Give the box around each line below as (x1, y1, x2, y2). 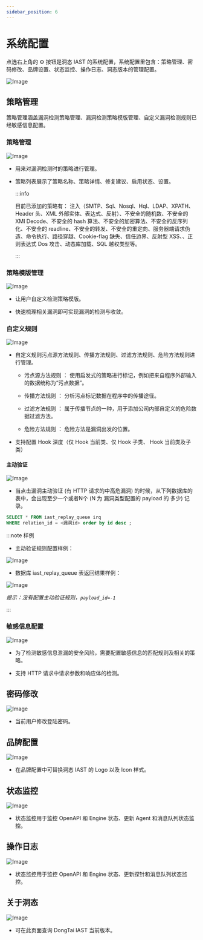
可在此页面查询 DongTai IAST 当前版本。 (14, 926, 116, 933)
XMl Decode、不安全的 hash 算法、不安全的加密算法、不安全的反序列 (14, 217, 188, 225)
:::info (14, 190, 30, 197)
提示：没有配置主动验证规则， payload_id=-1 (6, 594, 116, 601)
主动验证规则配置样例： (14, 544, 74, 552)
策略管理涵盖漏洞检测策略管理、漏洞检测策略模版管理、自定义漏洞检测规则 (6, 114, 192, 121)
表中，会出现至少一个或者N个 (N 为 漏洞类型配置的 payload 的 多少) (14, 495, 183, 502)
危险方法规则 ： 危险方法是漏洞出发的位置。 (24, 425, 134, 433)
